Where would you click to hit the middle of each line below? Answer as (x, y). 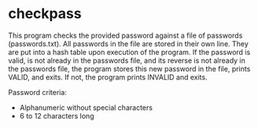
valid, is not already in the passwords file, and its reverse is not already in (127, 60)
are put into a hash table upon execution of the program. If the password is (129, 52)
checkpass (45, 14)
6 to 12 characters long (57, 115)
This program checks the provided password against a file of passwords (125, 35)
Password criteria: (37, 92)
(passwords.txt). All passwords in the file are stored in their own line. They (129, 43)
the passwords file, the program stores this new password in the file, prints (129, 68)
